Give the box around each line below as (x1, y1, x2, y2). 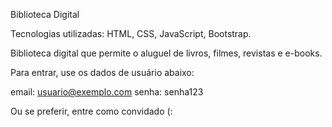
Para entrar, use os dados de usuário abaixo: (10, 67, 195, 78)
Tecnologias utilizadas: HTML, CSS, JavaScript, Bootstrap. (10, 28, 252, 39)
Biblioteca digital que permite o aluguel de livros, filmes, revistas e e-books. (10, 47, 323, 59)
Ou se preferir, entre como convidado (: (10, 105, 173, 117)
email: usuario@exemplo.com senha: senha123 (10, 86, 204, 98)
